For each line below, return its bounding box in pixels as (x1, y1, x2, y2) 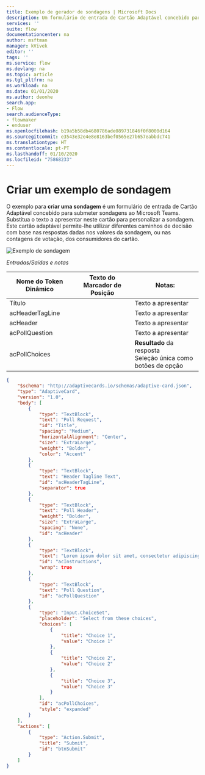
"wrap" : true (38, 564, 72, 571)
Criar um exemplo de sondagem (6, 182, 171, 196)
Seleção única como (134, 354, 193, 362)
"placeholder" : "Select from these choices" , (38, 616, 157, 622)
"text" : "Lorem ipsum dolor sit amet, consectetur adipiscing (38, 553, 201, 559)
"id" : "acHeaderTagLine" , (38, 480, 105, 486)
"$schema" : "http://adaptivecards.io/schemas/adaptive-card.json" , (17, 383, 192, 389)
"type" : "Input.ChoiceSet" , (38, 610, 111, 616)
